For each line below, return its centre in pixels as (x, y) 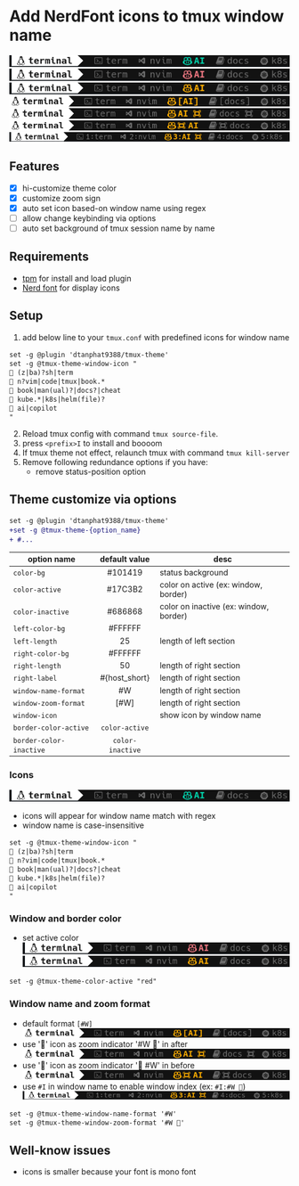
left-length (35, 642)
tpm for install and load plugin (77, 278)
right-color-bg (41, 654)
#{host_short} (125, 678)
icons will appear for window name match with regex (119, 816)
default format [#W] (57, 1023)
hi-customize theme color (69, 188)
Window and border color (65, 918)
